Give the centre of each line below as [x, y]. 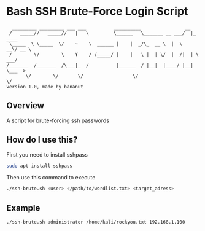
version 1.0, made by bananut [45, 87]
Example [23, 208]
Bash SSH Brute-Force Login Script [97, 11]
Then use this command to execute [51, 178]
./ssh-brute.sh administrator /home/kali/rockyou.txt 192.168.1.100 [96, 222]
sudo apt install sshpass [39, 166]
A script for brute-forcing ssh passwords [58, 120]
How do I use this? [42, 140]
